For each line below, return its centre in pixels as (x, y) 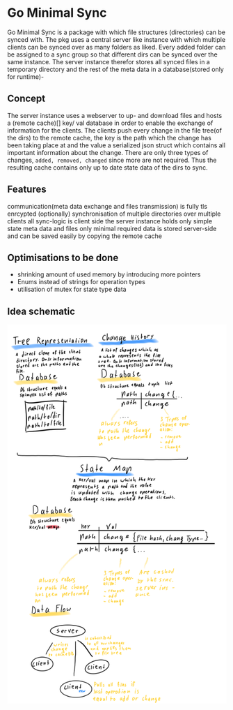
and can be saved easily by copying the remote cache (85, 236)
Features (27, 190)
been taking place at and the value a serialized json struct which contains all (116, 145)
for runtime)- (25, 76)
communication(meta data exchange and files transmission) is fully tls (107, 206)
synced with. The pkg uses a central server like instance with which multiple (116, 39)
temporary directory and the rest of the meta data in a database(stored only (115, 69)
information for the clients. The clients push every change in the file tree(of (115, 130)
